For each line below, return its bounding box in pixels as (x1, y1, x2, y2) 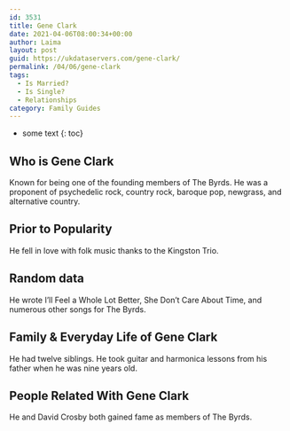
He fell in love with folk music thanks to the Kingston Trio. (9, 245, 219, 255)
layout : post (9, 46, 58, 55)
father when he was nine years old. (9, 363, 137, 373)
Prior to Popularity (9, 222, 113, 237)
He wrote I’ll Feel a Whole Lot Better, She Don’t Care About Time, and (9, 294, 263, 305)
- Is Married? (17, 79, 69, 88)
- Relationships (17, 95, 77, 105)
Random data (9, 271, 84, 286)
